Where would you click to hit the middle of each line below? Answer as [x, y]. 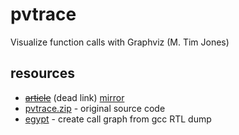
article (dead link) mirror [74, 97]
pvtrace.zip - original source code [95, 108]
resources [42, 73]
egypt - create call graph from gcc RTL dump [118, 119]
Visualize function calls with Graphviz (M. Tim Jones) [120, 42]
